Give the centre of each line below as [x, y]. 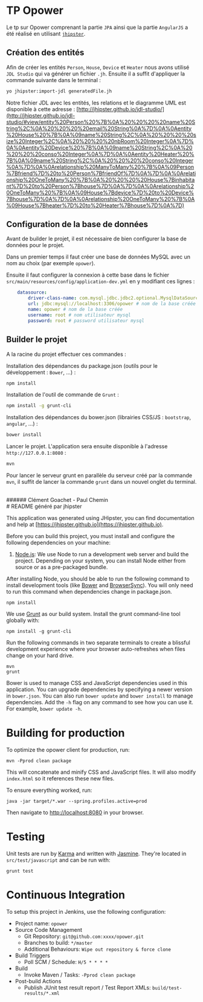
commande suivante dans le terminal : [54, 80]
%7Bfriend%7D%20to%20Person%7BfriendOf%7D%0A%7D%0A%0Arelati [101, 173]
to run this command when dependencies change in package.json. [89, 592]
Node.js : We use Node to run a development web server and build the [102, 554]
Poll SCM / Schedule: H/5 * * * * [66, 962]
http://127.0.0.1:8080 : [36, 453]
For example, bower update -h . [44, 708]
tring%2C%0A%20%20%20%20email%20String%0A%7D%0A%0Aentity [99, 128]
